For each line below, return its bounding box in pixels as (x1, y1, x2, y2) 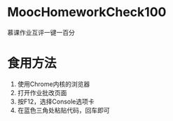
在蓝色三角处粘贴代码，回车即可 (17, 106, 110, 114)
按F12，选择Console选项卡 (17, 97, 95, 106)
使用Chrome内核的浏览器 (17, 80, 90, 88)
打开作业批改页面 (17, 88, 67, 97)
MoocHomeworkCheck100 (7, 4, 167, 20)
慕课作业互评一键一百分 (7, 28, 75, 36)
